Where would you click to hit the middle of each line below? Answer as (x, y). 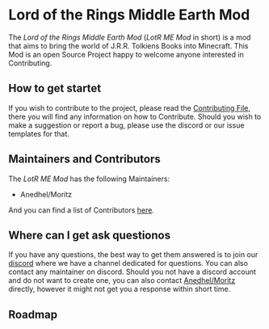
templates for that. (39, 133)
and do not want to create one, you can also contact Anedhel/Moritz (122, 280)
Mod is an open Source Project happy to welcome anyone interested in (126, 54)
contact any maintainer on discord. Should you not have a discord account (132, 272)
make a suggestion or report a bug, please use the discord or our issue (126, 125)
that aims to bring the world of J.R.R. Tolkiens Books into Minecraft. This (128, 45)
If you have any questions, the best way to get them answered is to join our (133, 255)
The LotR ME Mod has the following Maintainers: (89, 179)
